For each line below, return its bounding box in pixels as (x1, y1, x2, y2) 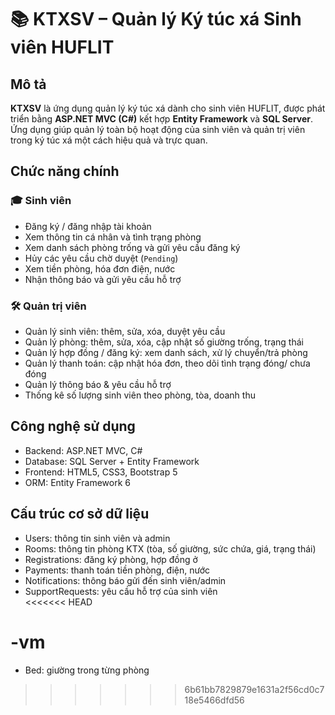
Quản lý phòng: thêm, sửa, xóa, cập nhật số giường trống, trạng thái (24, 336, 304, 348)
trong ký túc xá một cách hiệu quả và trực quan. (10, 134, 208, 146)
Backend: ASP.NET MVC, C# (24, 444, 143, 456)
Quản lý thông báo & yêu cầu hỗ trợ (24, 378, 172, 390)
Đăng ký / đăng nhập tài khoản (24, 220, 152, 232)
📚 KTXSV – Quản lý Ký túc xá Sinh (10, 8, 302, 31)
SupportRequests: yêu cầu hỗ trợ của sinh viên (24, 585, 218, 597)
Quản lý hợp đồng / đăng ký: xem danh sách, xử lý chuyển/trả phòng (24, 346, 308, 358)
